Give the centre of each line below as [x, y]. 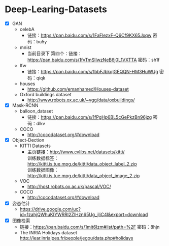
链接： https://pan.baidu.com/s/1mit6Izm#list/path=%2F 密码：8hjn [90, 227]
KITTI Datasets [35, 146]
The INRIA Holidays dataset [48, 233]
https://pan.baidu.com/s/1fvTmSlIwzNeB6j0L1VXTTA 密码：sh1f [93, 60]
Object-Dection [28, 140]
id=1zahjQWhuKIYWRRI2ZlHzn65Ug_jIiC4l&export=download [84, 214]
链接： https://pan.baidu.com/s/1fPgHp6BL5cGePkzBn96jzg [90, 117]
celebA [27, 29]
